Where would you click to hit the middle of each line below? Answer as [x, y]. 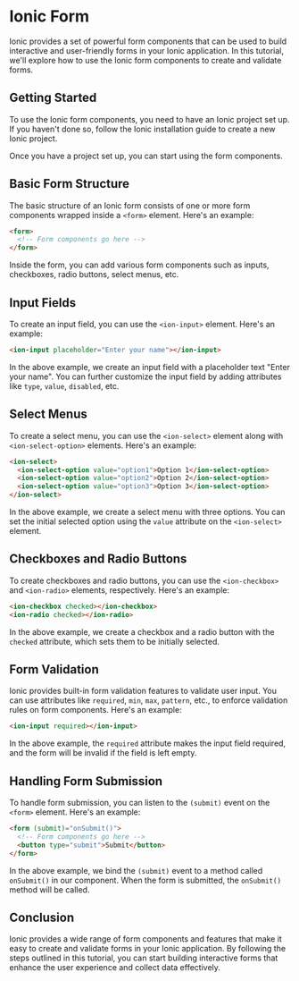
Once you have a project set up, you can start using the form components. [146, 156]
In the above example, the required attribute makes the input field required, [148, 743]
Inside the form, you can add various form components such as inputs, [139, 265]
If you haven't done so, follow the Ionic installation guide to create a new [142, 129]
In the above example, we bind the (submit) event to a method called [136, 870]
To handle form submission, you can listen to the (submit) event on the [140, 803]
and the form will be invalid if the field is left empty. [103, 753]
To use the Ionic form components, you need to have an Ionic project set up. [149, 119]
